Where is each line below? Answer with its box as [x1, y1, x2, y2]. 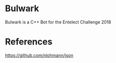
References [5, 36, 52, 47]
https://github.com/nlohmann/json [5, 52, 74, 58]
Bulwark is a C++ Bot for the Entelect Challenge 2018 [5, 19, 112, 25]
